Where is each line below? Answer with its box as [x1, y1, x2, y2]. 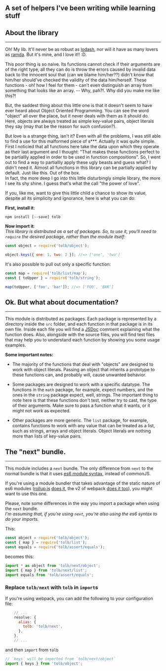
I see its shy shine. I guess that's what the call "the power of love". [5, 180, 140, 186]
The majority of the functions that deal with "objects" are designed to [12, 361, 154, 367]
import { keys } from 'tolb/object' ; [5, 661, 83, 666]
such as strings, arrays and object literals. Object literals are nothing [12, 428, 151, 434]
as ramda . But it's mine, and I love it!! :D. [5, 52, 87, 57]
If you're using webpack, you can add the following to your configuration [5, 595, 153, 601]
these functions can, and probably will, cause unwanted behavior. [12, 372, 147, 378]
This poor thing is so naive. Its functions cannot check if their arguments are [5, 61, 161, 67]
